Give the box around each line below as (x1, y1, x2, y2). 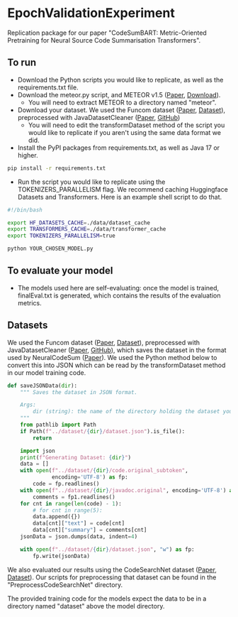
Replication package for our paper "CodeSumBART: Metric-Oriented (7, 28, 207, 37)
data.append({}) (33, 513, 81, 520)
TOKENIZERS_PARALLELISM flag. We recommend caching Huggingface (17, 185, 228, 193)
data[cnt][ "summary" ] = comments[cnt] (33, 527, 147, 534)
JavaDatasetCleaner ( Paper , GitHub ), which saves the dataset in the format (7, 346, 227, 354)
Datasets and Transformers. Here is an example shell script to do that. (17, 192, 222, 201)
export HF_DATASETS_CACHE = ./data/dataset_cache (7, 219, 151, 226)
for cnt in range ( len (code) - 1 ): (20, 500, 122, 507)
